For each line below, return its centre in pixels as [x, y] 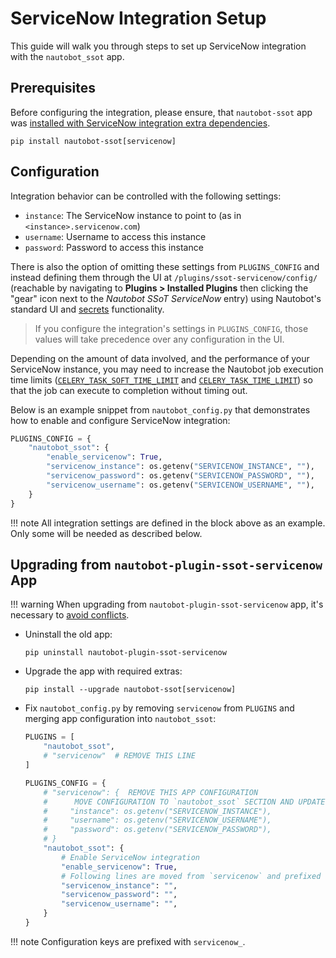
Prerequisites [53, 88]
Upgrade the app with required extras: [103, 671]
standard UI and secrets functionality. [87, 309]
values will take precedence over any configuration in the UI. [159, 339]
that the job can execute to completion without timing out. [129, 390]
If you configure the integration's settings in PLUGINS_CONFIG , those [171, 328]
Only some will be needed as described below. [106, 533]
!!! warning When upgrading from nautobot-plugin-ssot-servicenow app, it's [167, 604]
